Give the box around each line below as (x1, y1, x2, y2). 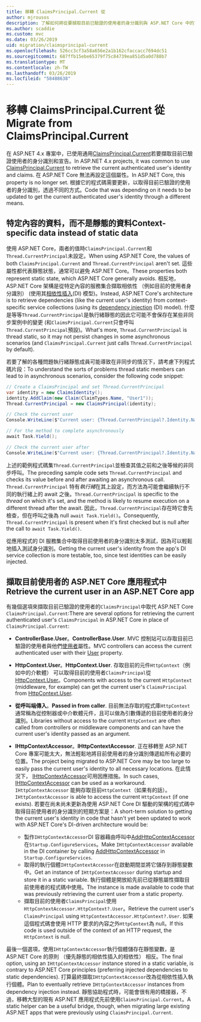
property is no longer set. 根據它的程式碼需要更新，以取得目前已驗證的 (6, 179, 181, 186)
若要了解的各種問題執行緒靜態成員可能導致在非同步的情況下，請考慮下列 (6, 358, 184, 365)
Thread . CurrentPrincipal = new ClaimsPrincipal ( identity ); (6, 400, 157, 407)
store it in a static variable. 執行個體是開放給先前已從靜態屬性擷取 (23, 876, 185, 883)
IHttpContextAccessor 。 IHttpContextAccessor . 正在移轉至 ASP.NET (14, 742, 188, 750)
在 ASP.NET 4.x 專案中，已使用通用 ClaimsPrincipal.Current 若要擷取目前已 (6, 150, 188, 157)
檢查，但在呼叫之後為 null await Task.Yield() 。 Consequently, (6, 511, 160, 519)
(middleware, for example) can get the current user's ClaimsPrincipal (14, 684, 187, 691)
